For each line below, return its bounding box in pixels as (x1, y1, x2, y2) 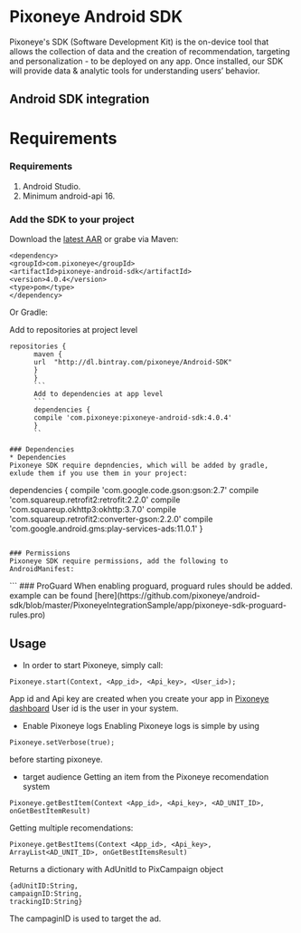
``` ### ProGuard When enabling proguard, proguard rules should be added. (9, 580, 294, 591)
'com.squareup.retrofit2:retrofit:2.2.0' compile (9, 494, 181, 505)
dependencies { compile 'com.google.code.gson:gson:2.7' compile (9, 485, 259, 496)
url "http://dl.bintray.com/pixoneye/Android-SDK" (33, 358, 232, 367)
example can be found (9, 590, 93, 601)
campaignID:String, (9, 889, 83, 899)
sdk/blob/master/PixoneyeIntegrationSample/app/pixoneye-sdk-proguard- (9, 600, 287, 611)
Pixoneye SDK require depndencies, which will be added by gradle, (9, 461, 269, 471)
